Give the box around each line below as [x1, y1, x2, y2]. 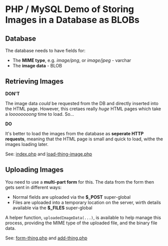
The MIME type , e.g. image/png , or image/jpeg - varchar [12, 57, 131, 63]
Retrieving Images [5, 77, 64, 86]
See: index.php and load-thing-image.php [5, 151, 92, 157]
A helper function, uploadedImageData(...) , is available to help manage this [5, 214, 161, 220]
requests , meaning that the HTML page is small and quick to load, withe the [5, 136, 163, 142]
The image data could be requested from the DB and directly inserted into [5, 100, 159, 106]
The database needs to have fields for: [5, 48, 86, 53]
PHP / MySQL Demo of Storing [5, 4, 135, 15]
